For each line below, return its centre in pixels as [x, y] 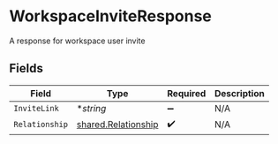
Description [240, 93]
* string [91, 108]
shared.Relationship [117, 125]
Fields [26, 68]
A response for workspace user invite [77, 41]
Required [187, 93]
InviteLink [36, 108]
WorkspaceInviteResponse [110, 16]
